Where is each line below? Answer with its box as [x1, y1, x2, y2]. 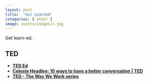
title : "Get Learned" [5, 12, 52, 17]
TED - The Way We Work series [12, 73, 79, 79]
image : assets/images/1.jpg [5, 21, 64, 26]
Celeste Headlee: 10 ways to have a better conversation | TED [12, 68, 143, 74]
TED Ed [12, 63, 28, 69]
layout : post [5, 7, 32, 12]
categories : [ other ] [5, 16, 52, 21]
